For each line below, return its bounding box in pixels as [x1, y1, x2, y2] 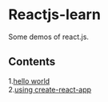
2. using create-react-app [8, 84, 92, 94]
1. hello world [8, 76, 50, 85]
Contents [8, 55, 56, 69]
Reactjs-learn [8, 6, 102, 24]
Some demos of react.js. [8, 32, 90, 41]
